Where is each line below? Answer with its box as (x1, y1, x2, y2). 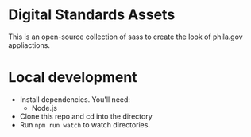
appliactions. (8, 40, 50, 49)
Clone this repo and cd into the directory (19, 112, 153, 121)
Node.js (31, 103, 58, 112)
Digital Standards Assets (8, 6, 176, 24)
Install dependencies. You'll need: (19, 94, 131, 104)
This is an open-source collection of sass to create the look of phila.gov (8, 32, 244, 41)
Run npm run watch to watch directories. (19, 119, 151, 129)
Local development (8, 68, 137, 87)
